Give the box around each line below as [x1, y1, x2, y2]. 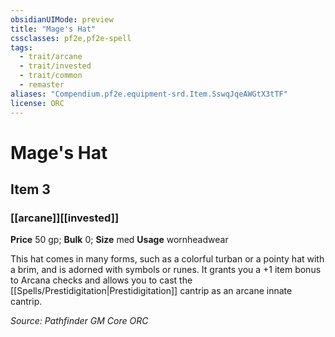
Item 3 [10, 181, 51, 198]
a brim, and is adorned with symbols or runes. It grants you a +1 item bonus [10, 264, 322, 276]
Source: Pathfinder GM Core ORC [10, 315, 149, 327]
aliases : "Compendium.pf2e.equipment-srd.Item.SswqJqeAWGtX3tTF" [10, 89, 288, 99]
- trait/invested [19, 61, 92, 71]
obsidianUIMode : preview [10, 14, 114, 25]
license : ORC [10, 98, 65, 108]
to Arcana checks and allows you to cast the [10, 274, 193, 286]
